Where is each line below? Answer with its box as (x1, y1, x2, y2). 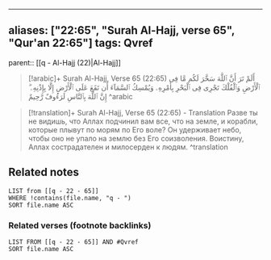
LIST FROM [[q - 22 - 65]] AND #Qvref (8, 237, 139, 246)
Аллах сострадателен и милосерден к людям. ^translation (27, 142, 228, 152)
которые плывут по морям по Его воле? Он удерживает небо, (27, 124, 242, 134)
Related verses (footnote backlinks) (8, 220, 152, 231)
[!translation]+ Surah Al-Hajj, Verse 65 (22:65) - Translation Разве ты (27, 107, 258, 117)
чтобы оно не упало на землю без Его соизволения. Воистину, (27, 133, 244, 143)
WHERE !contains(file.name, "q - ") (8, 194, 131, 202)
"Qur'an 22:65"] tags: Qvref (8, 36, 153, 50)
